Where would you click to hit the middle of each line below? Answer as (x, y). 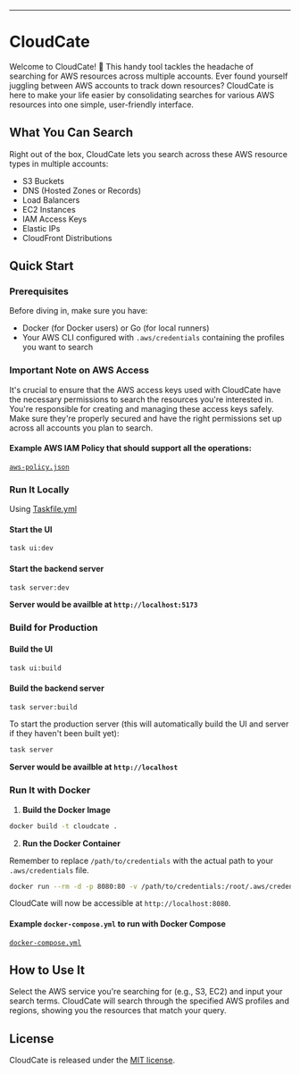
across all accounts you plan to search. (81, 428)
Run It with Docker (50, 790)
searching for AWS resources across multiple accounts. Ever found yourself (149, 76)
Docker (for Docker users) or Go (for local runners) (116, 328)
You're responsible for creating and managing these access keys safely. (142, 408)
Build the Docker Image (67, 810)
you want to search (58, 347)
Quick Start (42, 266)
